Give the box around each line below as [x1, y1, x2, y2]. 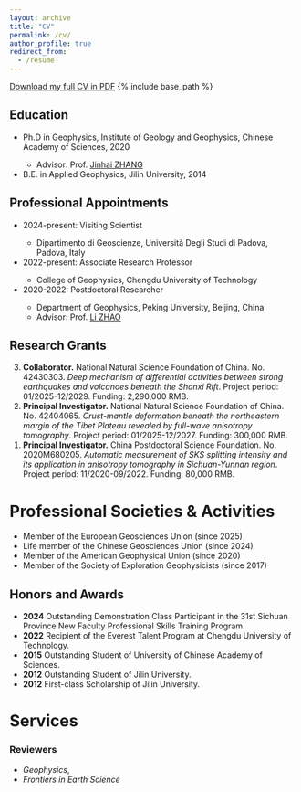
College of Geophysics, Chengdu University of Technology [36, 274, 258, 285]
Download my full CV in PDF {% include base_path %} [9, 81, 213, 91]
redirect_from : [9, 48, 67, 57]
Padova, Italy [36, 247, 86, 258]
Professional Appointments [9, 195, 169, 211]
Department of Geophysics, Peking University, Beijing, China [36, 301, 265, 312]
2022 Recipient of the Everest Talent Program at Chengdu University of [22, 630, 292, 641]
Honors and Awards [9, 586, 125, 602]
